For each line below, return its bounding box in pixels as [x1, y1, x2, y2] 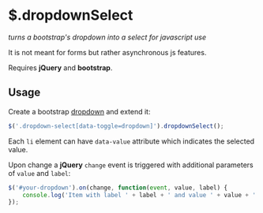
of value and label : [8, 168, 71, 177]
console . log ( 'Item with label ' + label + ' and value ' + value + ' [22, 191, 257, 199]
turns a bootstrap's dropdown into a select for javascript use [8, 32, 207, 42]
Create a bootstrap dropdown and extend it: [8, 106, 151, 116]
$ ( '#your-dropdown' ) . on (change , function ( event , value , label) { [8, 184, 228, 192]
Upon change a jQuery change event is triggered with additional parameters [8, 160, 254, 170]
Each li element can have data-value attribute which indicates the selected [8, 136, 255, 146]
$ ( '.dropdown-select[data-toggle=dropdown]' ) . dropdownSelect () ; [8, 121, 224, 130]
